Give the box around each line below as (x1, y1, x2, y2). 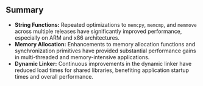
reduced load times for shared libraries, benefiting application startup (14, 66, 190, 74)
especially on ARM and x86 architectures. (14, 34, 120, 41)
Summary (5, 5, 44, 15)
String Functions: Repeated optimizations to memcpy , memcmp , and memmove (14, 21, 198, 28)
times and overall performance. (14, 73, 94, 80)
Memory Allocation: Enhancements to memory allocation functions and (14, 40, 196, 48)
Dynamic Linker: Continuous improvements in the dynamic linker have (14, 60, 192, 67)
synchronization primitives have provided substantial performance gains (14, 47, 196, 54)
